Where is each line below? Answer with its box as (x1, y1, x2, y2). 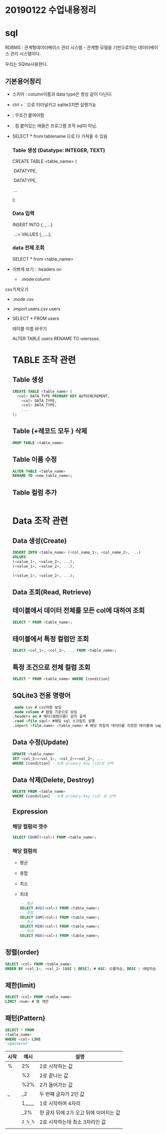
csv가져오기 (5, 286, 29, 292)
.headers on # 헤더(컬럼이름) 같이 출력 (12, 714, 86, 719)
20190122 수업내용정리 (5, 4, 96, 16)
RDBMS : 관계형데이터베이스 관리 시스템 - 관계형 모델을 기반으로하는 (5, 45, 137, 50)
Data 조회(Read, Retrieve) (12, 588, 91, 596)
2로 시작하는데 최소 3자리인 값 (39, 1119, 106, 1126)
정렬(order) (5, 948, 40, 957)
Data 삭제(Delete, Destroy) (12, 776, 95, 784)
